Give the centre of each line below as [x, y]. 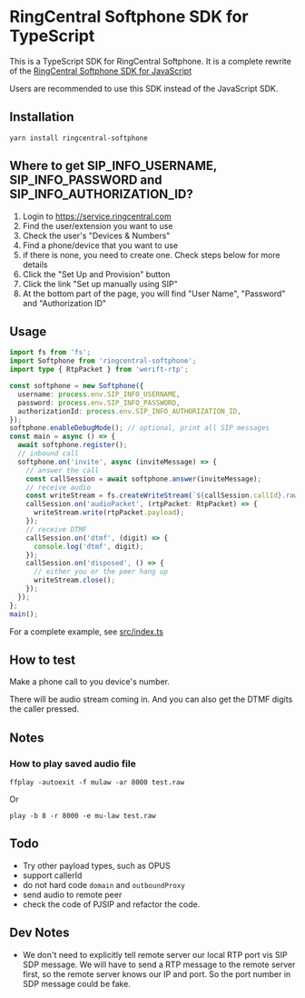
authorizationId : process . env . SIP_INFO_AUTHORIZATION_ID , [130, 411]
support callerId [52, 875]
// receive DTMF [57, 529]
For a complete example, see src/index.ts [86, 631]
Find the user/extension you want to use [98, 225]
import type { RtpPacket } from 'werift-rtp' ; [99, 370]
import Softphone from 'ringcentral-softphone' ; [103, 361]
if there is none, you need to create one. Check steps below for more [151, 254]
